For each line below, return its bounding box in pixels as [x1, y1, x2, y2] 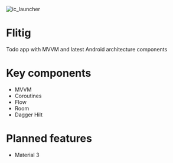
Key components [6, 67, 92, 80]
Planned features [6, 132, 93, 145]
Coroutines [14, 92, 42, 99]
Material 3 [14, 151, 40, 158]
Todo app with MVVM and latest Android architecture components [6, 45, 168, 53]
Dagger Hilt [14, 111, 43, 118]
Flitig [6, 27, 31, 40]
